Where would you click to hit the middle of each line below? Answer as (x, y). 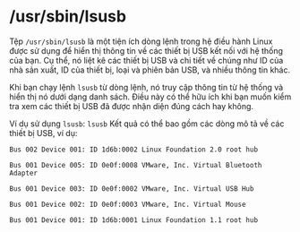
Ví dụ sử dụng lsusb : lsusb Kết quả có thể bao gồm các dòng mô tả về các (147, 124)
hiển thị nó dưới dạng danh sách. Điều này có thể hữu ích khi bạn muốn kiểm (150, 97)
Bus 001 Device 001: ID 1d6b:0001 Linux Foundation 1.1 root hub (133, 220)
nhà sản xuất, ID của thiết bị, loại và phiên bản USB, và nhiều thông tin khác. (150, 70)
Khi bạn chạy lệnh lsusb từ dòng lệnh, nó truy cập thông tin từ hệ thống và (146, 87)
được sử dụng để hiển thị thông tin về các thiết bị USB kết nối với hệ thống (146, 50)
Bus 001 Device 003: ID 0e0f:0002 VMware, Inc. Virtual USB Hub (132, 189)
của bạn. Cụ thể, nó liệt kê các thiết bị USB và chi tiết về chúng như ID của (146, 60)
